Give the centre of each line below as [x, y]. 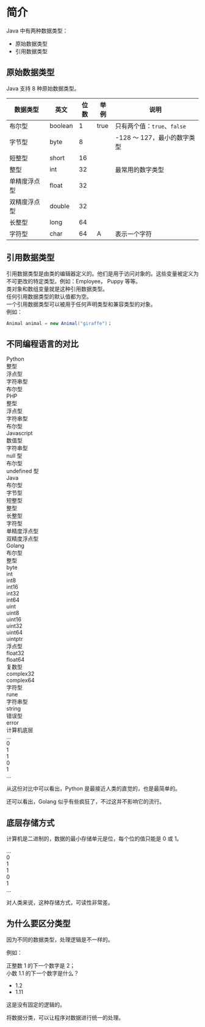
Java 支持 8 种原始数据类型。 [43, 88]
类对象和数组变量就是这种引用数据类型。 [57, 289]
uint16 [14, 619]
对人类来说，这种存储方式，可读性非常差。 [60, 903]
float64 [16, 660]
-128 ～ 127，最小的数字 [152, 137]
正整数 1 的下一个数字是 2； [41, 965]
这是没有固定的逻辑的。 [36, 1004]
